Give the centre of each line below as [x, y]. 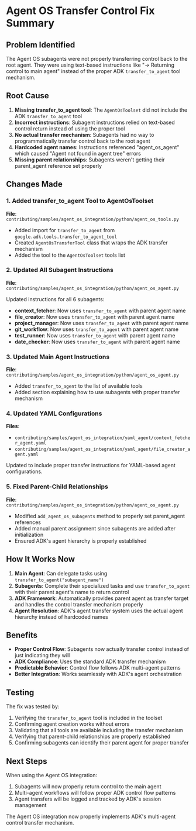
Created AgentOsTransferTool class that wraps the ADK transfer [91, 242]
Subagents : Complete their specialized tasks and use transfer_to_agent [102, 585]
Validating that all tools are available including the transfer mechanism [99, 730]
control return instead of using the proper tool [70, 128]
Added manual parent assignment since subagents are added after [95, 528]
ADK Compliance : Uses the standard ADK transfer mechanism [90, 661]
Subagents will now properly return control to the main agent [88, 786]
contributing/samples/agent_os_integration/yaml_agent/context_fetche [102, 438]
